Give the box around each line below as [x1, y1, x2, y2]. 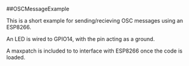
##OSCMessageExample [6, 5, 70, 12]
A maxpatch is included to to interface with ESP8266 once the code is [6, 47, 183, 54]
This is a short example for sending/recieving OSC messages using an [6, 17, 183, 24]
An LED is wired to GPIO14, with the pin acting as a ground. [6, 35, 155, 42]
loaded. [6, 54, 26, 61]
